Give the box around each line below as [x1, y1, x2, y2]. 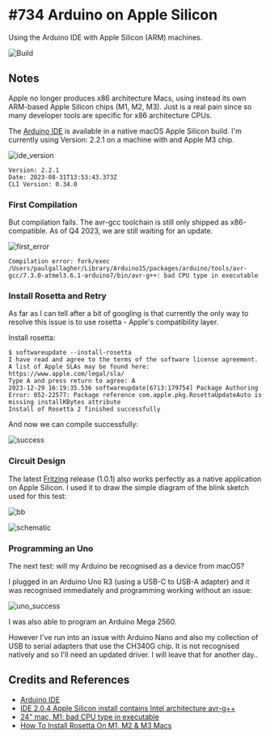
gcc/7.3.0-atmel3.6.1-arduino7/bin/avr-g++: [8, 271, 161, 280]
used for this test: [8, 491, 67, 501]
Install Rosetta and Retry [8, 290, 107, 301]
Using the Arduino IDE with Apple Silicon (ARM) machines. [8, 32, 203, 42]
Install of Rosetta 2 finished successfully [8, 405, 161, 414]
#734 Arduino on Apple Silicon [8, 6, 218, 24]
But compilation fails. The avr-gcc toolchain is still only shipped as [8, 217, 229, 228]
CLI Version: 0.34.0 [8, 180, 78, 188]
